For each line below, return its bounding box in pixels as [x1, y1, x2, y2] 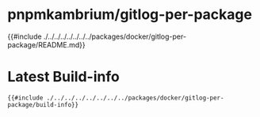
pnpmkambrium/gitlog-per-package [7, 6, 253, 24]
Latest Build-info [7, 68, 120, 86]
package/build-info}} [7, 100, 79, 108]
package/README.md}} [7, 40, 86, 49]
